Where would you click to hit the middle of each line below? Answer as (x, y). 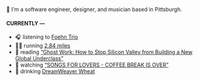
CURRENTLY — (26, 23)
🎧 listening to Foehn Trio (47, 37)
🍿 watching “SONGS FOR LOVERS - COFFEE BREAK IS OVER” (92, 65)
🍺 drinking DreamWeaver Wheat (55, 71)
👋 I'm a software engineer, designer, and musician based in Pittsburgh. (94, 9)
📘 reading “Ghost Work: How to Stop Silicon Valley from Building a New (104, 52)
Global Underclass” (39, 59)
